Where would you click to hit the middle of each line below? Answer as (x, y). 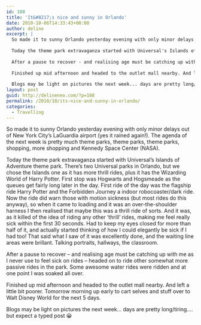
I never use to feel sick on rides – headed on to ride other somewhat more (97, 261)
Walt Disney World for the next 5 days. (54, 298)
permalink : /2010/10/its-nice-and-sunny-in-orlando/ (73, 101)
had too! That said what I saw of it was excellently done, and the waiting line (100, 236)
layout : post (22, 90)
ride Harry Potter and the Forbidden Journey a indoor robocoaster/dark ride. (100, 192)
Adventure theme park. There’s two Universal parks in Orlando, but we (93, 166)
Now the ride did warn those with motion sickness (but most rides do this (96, 198)
